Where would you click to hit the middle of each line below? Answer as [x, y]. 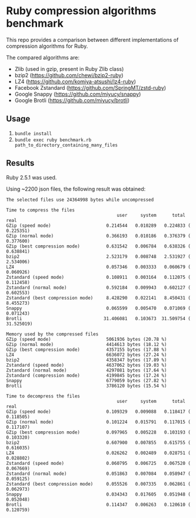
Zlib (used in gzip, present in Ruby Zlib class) [69, 69]
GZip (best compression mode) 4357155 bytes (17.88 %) [87, 350]
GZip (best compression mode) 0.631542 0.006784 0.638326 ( [99, 246]
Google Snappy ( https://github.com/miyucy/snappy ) [78, 94]
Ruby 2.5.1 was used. [31, 177]
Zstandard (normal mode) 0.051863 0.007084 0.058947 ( [99, 474]
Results [20, 163]
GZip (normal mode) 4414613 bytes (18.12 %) [87, 344]
